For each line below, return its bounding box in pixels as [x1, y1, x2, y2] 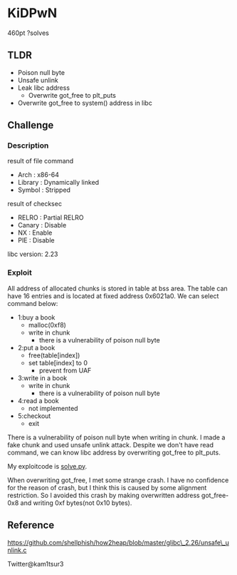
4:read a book [17, 396, 59, 404]
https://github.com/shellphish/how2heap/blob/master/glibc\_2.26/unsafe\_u [7, 538, 230, 546]
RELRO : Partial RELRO [17, 213, 84, 222]
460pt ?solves [7, 29, 50, 37]
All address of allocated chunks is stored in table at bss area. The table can [7, 284, 228, 292]
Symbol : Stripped [17, 185, 71, 194]
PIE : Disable [17, 236, 55, 245]
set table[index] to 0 [28, 358, 88, 367]
